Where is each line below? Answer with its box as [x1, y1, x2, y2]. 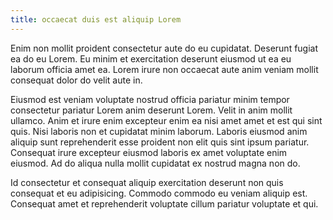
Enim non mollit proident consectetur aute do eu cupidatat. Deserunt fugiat [10, 42, 319, 54]
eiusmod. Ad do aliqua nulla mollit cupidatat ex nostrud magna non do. [10, 157, 301, 169]
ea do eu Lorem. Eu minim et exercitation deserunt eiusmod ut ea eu [10, 52, 292, 65]
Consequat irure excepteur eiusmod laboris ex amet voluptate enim [10, 146, 288, 158]
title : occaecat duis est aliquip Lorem [10, 14, 182, 25]
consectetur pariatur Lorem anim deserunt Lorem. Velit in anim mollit [10, 104, 293, 116]
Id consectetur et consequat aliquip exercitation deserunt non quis [10, 176, 284, 188]
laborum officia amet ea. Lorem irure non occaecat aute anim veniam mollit [10, 63, 319, 75]
